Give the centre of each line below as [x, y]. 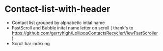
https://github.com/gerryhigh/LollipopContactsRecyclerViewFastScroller [85, 33]
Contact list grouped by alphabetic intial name [58, 23]
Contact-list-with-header [57, 9]
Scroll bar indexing [31, 43]
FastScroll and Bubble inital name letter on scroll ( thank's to [72, 27]
